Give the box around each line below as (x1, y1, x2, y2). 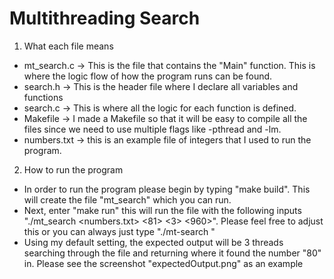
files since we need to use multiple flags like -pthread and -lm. (23, 123, 282, 135)
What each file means (23, 40, 114, 52)
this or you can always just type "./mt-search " (23, 225, 216, 237)
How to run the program (23, 163, 124, 176)
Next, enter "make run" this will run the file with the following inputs (23, 204, 302, 216)
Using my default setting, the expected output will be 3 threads (23, 236, 284, 248)
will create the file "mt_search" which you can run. (23, 193, 232, 206)
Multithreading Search (9, 7, 201, 30)
